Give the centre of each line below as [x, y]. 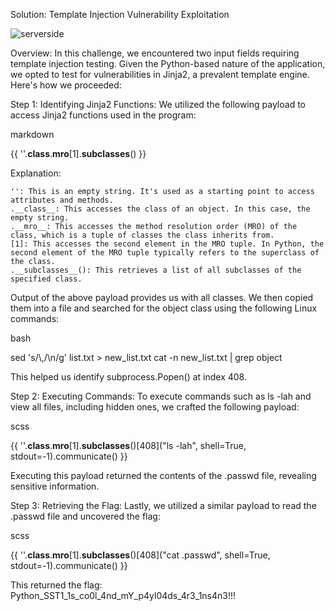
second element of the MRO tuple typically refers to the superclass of [165, 253]
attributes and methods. [62, 200]
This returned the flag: [56, 585]
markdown [32, 134]
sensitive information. [55, 486]
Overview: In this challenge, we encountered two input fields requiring [155, 53]
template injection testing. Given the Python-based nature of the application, [168, 63]
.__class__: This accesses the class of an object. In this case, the [160, 209]
